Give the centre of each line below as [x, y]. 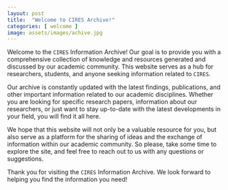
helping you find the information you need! [67, 180]
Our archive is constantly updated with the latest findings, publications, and [114, 87]
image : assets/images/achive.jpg [55, 33]
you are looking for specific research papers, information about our [102, 102]
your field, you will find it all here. [54, 117]
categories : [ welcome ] [43, 26]
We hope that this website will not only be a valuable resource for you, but [112, 130]
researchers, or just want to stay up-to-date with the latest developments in [114, 109]
